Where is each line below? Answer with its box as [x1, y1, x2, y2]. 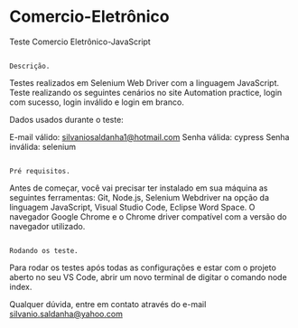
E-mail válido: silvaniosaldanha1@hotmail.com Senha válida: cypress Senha [9, 131, 290, 142]
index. [9, 281, 33, 292]
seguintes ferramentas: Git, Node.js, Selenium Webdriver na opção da [9, 192, 269, 202]
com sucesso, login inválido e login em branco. [9, 97, 185, 108]
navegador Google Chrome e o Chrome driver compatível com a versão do [9, 211, 287, 222]
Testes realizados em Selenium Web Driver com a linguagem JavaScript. [9, 77, 280, 88]
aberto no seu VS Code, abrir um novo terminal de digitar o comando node [9, 271, 287, 282]
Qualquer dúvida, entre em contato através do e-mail [9, 298, 207, 309]
